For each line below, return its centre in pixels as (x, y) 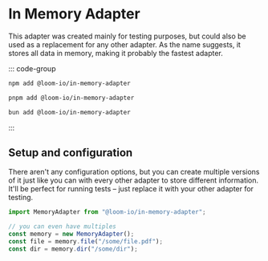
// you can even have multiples (62, 227)
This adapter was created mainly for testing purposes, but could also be (127, 36)
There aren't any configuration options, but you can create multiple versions (134, 172)
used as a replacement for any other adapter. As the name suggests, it (124, 44)
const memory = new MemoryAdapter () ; (71, 234)
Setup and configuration (71, 153)
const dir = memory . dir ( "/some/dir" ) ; (73, 249)
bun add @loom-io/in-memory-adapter (69, 112)
